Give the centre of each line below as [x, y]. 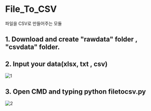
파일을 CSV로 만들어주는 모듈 [34, 23]
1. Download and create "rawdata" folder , [71, 39]
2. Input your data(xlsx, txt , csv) [56, 64]
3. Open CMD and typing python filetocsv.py [75, 91]
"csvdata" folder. [33, 47]
